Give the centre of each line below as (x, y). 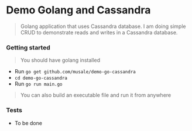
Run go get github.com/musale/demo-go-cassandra (75, 72)
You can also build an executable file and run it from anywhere (96, 95)
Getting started (28, 47)
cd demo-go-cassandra (41, 78)
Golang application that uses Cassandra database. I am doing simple (103, 26)
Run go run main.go (38, 84)
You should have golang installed (60, 60)
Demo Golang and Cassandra (78, 10)
